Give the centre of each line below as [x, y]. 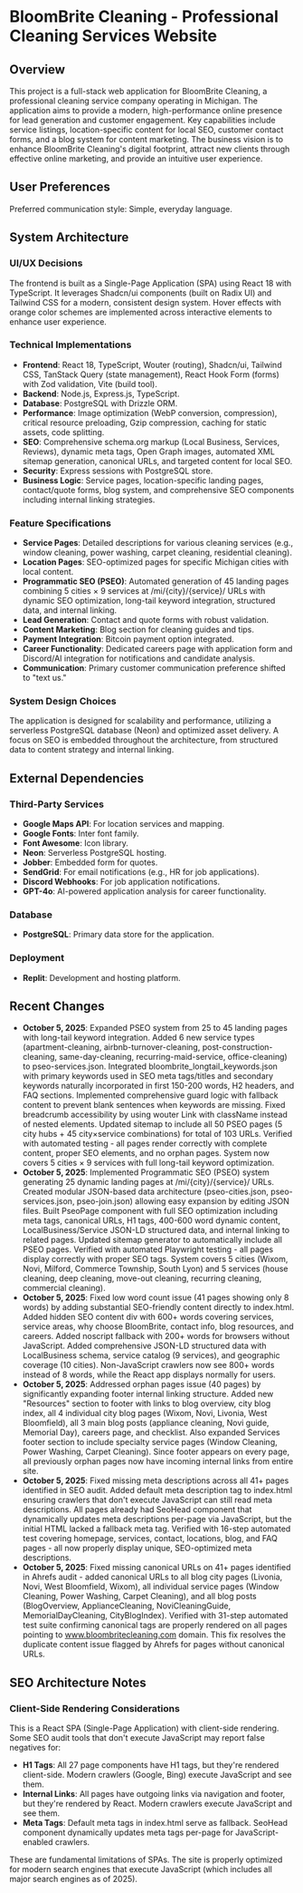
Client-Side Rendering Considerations [95, 1708]
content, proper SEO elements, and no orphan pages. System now [146, 1153]
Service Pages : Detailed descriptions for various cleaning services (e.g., [158, 543]
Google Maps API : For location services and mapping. [123, 824]
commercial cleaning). [64, 1288]
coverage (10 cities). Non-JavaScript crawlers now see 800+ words [148, 1365]
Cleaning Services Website [113, 36]
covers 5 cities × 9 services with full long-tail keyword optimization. [148, 1163]
